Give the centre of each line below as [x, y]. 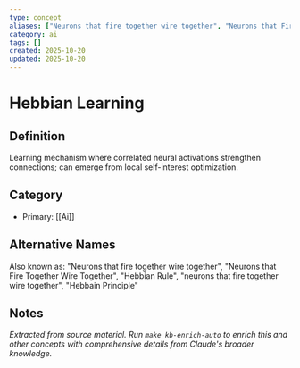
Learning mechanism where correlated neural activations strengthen [135, 158]
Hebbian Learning [77, 103]
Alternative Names [62, 245]
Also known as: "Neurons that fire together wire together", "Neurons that [143, 266]
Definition [37, 136]
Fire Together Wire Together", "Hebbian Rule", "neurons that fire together [144, 276]
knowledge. [31, 354]
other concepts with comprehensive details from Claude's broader [132, 344]
